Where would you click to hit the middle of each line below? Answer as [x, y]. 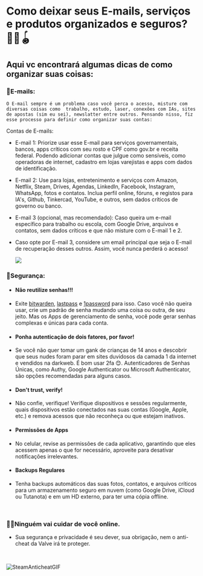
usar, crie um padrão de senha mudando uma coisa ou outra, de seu [100, 310]
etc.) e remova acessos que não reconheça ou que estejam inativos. [100, 416]
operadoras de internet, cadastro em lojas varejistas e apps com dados [104, 162]
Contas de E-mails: [30, 131]
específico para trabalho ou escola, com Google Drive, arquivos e [97, 224]
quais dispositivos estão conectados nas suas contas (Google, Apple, [101, 409]
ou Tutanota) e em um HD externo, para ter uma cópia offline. [92, 496]
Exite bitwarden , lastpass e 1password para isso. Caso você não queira [103, 303]
